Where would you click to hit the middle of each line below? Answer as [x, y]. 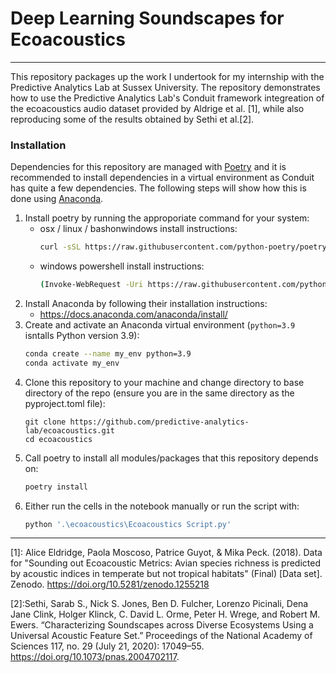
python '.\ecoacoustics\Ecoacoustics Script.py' [128, 524]
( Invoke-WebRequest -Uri [91, 285]
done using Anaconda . [57, 199]
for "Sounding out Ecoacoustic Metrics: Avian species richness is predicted [165, 563]
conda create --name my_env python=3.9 [108, 353]
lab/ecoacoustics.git [69, 430]
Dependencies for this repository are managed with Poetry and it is [148, 167]
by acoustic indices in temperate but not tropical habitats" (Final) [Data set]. [166, 574]
